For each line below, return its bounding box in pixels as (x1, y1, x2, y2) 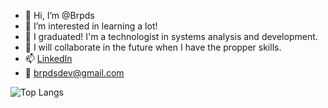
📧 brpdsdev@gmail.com (24, 67, 125, 79)
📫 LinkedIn (24, 53, 73, 64)
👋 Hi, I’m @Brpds (24, 10, 95, 21)
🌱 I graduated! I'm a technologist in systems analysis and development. (24, 31, 318, 42)
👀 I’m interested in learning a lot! (24, 20, 158, 32)
